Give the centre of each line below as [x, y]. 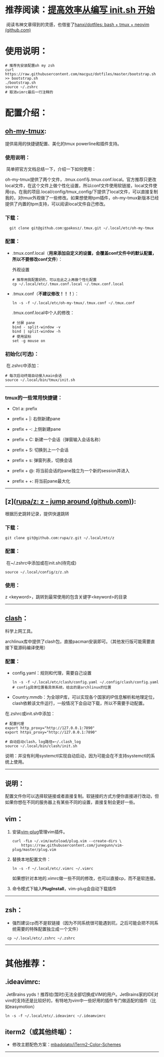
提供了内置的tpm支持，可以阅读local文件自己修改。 [57, 204]
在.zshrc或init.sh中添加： [30, 714]
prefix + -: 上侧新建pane [36, 429]
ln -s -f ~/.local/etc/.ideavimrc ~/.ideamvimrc [55, 1016]
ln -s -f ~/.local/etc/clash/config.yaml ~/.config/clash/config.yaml [85, 683]
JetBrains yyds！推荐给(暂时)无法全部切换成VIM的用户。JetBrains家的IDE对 [82, 994]
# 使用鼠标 [22, 336]
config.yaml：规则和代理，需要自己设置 [52, 673]
